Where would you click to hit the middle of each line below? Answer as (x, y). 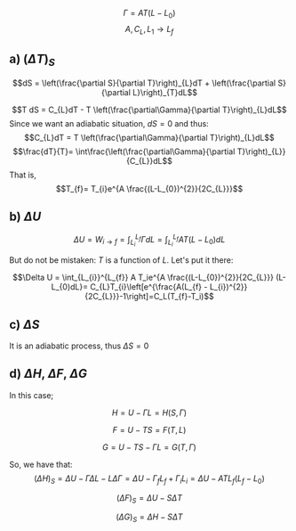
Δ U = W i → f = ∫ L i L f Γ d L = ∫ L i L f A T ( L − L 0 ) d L (149, 241)
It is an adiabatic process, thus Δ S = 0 (79, 346)
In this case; (32, 395)
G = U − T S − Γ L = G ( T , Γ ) (149, 447)
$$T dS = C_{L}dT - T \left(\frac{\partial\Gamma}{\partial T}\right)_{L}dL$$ (149, 110)
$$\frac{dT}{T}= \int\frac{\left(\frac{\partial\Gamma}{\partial (124, 151)
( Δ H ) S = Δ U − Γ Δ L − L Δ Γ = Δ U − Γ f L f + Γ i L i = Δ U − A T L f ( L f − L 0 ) (149, 479)
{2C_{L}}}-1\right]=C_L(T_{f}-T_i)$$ (149, 297)
